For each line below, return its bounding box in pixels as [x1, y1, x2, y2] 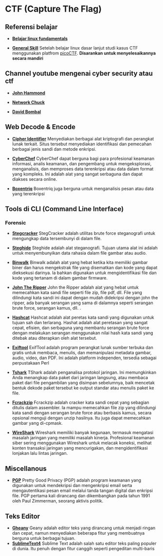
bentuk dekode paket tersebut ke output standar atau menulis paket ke [12, 385, 154, 391]
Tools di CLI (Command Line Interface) [5, 205, 124, 213]
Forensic [5, 219, 26, 226]
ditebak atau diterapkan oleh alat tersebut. [12, 335, 97, 341]
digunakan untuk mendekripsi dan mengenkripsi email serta [12, 483, 132, 488]
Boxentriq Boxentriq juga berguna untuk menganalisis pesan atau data [12, 186, 154, 191]
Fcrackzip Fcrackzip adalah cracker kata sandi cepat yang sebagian [12, 400, 149, 405]
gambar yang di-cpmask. [12, 420, 63, 426]
